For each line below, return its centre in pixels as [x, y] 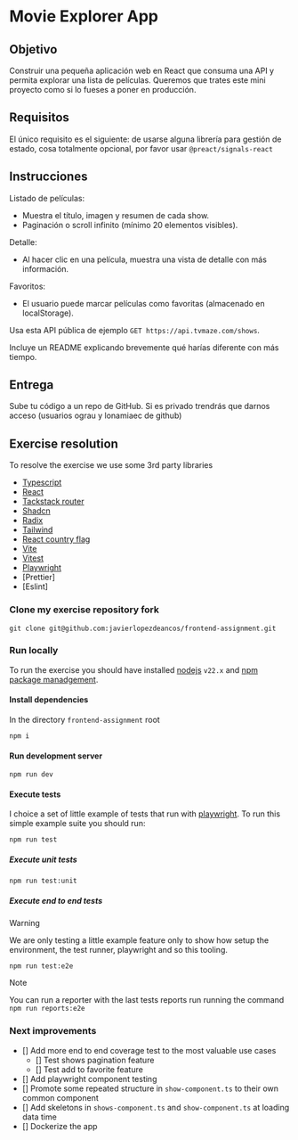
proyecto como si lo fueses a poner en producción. [103, 90]
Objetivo [33, 49]
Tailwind [37, 530]
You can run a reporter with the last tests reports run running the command [147, 1000]
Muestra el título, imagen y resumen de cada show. [116, 215]
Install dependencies [49, 700]
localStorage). [48, 313]
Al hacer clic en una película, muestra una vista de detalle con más [144, 259]
